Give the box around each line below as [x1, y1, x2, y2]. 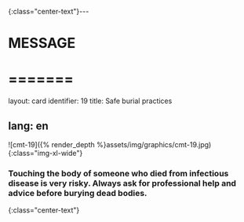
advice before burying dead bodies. [8, 187, 147, 198]
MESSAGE [8, 35, 76, 52]
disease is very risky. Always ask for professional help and [8, 177, 237, 188]
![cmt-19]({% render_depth [8, 139, 96, 149]
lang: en [8, 119, 49, 132]
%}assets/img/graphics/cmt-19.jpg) [97, 139, 212, 149]
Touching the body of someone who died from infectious [8, 168, 229, 179]
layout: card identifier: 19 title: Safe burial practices [8, 96, 173, 105]
